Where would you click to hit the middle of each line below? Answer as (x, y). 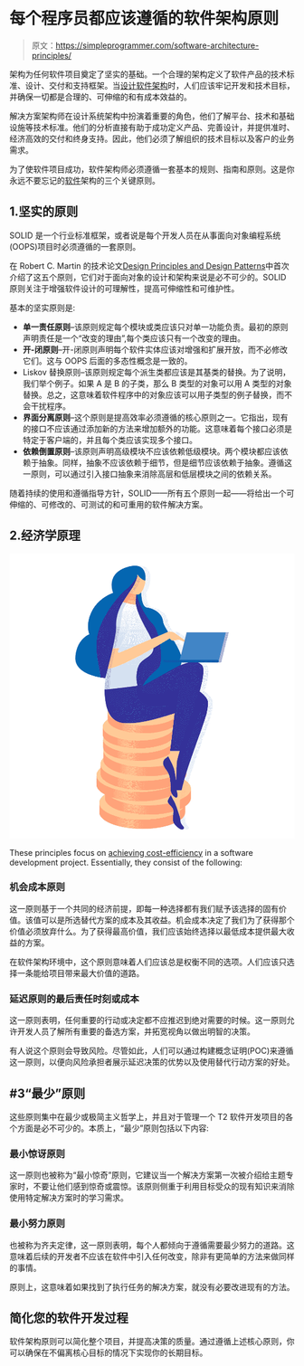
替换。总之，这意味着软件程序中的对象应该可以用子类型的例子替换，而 (153, 394)
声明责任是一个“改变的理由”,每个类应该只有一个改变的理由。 (134, 338)
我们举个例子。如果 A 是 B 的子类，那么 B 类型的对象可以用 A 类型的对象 (157, 383)
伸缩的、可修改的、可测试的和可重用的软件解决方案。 (109, 504)
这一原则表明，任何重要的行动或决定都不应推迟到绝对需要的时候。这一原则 (148, 1020)
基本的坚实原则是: (43, 308)
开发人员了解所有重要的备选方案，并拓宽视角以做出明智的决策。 (136, 1031)
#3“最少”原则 (47, 1093)
